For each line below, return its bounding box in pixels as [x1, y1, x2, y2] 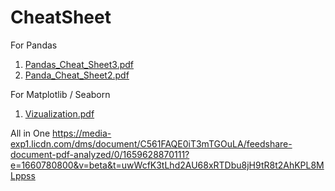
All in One [10, 127, 51, 139]
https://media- [52, 127, 112, 139]
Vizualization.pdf [24, 107, 95, 120]
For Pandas [10, 39, 58, 51]
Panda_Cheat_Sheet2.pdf [24, 69, 130, 81]
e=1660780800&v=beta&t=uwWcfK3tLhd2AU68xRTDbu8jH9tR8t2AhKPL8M [10, 159, 325, 171]
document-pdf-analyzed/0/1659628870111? [10, 148, 190, 160]
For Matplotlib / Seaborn [10, 88, 111, 100]
